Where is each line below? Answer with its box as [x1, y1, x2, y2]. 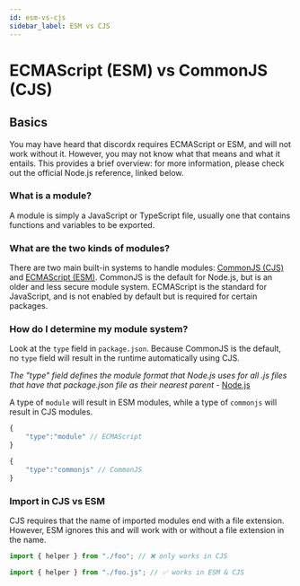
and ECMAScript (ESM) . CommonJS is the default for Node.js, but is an [9, 272, 273, 283]
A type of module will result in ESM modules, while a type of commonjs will [9, 397, 278, 408]
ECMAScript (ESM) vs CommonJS [9, 60, 268, 81]
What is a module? [9, 189, 93, 202]
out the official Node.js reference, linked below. [9, 167, 184, 178]
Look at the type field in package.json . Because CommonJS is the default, [9, 343, 281, 354]
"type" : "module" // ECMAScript [25, 433, 143, 442]
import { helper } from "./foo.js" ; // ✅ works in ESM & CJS [9, 567, 245, 577]
